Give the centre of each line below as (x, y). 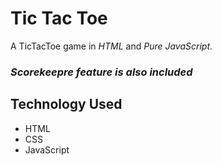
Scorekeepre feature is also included (101, 72)
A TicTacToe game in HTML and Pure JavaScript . (111, 46)
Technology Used (66, 104)
